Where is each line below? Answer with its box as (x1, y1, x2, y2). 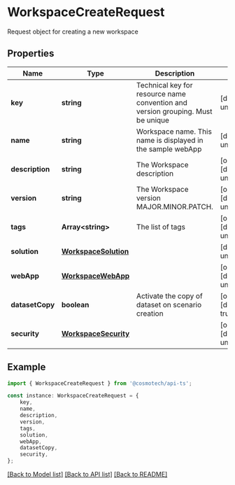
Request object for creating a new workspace (7, 27, 138, 36)
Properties (7, 48, 55, 59)
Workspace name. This (136, 127, 212, 136)
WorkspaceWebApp (62, 271, 130, 281)
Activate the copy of (136, 291, 203, 301)
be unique (136, 115, 170, 125)
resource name (136, 89, 187, 99)
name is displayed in (136, 135, 204, 145)
